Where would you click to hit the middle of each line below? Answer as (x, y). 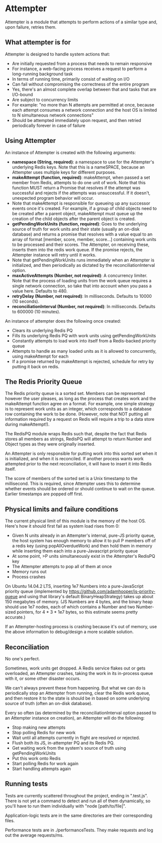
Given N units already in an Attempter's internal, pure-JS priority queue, (83, 535)
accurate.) (15, 617)
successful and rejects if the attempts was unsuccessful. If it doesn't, (81, 193)
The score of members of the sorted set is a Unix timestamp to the (71, 479)
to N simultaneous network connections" (53, 115)
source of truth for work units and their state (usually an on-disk (76, 229)
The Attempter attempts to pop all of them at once (62, 567)
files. (10, 820)
